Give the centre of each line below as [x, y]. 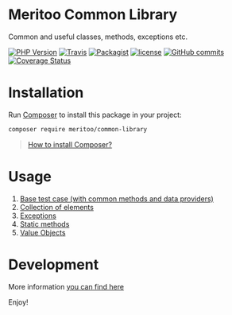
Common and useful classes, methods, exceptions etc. [98, 37]
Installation [46, 93]
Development [54, 264]
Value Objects [43, 232]
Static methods [44, 224]
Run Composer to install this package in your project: [95, 115]
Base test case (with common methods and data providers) [117, 198]
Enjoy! [19, 302]
